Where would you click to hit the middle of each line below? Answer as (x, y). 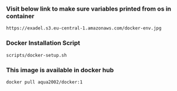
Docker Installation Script (43, 43)
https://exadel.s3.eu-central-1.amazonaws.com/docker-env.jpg (84, 28)
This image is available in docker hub (60, 70)
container (20, 16)
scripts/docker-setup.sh (36, 55)
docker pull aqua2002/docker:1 (44, 82)
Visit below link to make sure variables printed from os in (89, 9)
